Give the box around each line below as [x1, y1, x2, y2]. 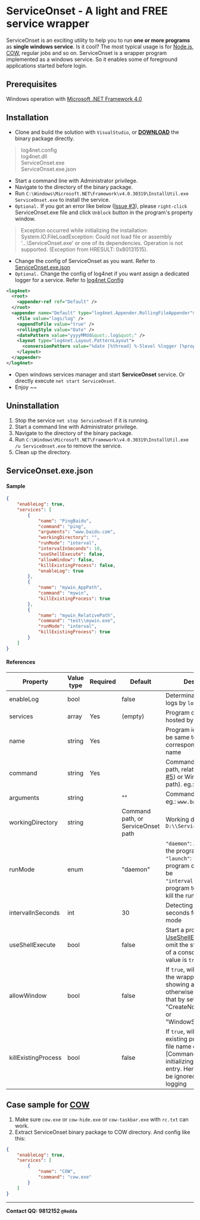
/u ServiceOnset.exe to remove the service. [14, 442, 123, 449]
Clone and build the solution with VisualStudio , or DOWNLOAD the [14, 128, 180, 136]
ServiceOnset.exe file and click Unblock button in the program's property [14, 209, 193, 216]
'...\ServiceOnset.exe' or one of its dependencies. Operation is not [20, 239, 183, 246]
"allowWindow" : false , [37, 557, 95, 563]
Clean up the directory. [14, 448, 71, 455]
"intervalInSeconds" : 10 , [37, 545, 102, 552]
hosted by [165, 716, 193, 724]
